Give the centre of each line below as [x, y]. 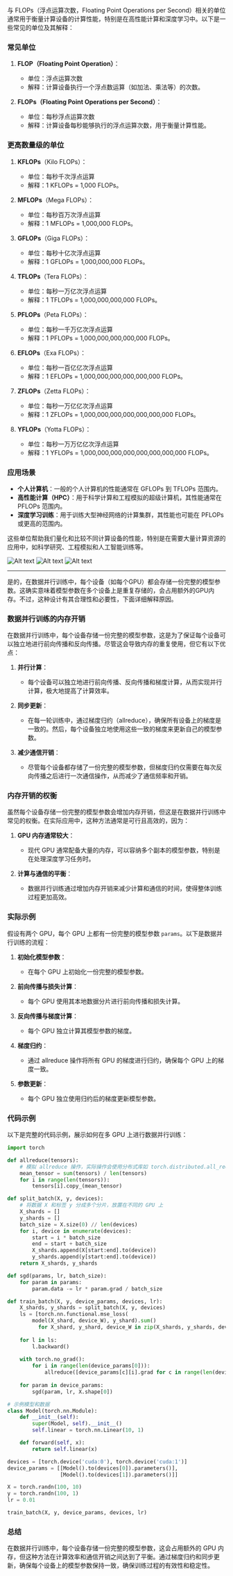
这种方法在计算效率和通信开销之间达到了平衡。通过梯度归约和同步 [119, 1557]
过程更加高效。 [49, 897]
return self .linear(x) [65, 1449]
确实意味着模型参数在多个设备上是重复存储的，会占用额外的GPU [117, 590]
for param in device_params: [62, 1385]
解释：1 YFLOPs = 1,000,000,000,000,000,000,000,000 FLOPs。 [120, 452]
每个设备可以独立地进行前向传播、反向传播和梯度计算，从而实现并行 [125, 682]
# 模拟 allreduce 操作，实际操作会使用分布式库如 [84, 1167]
